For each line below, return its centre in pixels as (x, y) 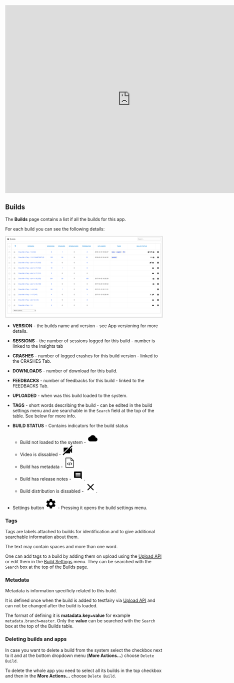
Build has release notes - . (52, 479)
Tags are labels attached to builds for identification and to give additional (80, 531)
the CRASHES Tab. (32, 361)
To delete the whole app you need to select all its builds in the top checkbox (83, 670)
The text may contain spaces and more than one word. (61, 546)
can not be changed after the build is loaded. (51, 606)
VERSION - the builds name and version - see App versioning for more (85, 326)
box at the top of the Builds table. (39, 626)
